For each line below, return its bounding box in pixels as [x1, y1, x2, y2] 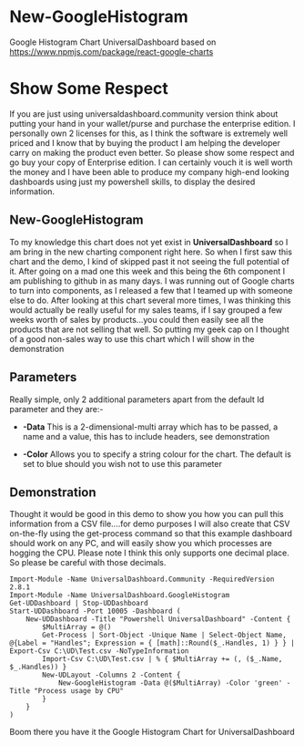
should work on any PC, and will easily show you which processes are [9, 538, 273, 549]
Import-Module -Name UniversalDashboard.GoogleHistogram [9, 591, 230, 600]
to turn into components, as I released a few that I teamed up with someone [9, 285, 293, 295]
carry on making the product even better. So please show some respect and [9, 147, 295, 158]
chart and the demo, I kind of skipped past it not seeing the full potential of [9, 255, 289, 266]
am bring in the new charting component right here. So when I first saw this [9, 246, 293, 257]
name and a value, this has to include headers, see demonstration [22, 430, 270, 441]
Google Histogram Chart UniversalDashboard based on [9, 36, 217, 47]
